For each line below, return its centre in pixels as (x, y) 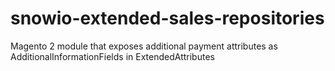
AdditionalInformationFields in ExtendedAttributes (112, 56)
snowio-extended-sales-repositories (167, 18)
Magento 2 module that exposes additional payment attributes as (144, 46)
